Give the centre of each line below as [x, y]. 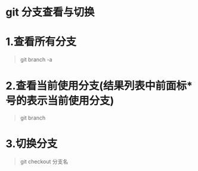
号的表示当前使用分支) [60, 101]
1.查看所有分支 [41, 42]
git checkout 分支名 [44, 161]
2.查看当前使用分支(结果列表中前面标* [99, 86]
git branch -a [36, 60]
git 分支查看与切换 [50, 12]
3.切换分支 [32, 144]
